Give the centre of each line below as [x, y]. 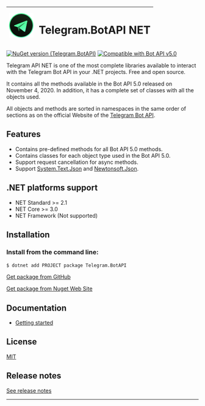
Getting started [34, 323]
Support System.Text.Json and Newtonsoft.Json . [77, 168]
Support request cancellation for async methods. [77, 162]
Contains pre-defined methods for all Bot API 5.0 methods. [89, 149]
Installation [28, 234]
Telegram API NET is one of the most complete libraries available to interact [101, 65]
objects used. [23, 97]
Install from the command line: [52, 252]
